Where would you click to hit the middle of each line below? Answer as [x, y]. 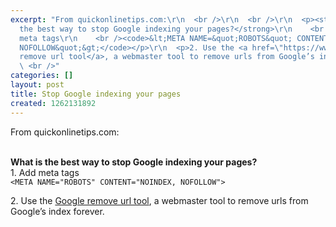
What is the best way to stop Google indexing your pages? [134, 162]
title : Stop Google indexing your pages [96, 94]
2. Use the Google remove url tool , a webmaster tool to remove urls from [159, 200]
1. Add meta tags [45, 172]
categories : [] [42, 76]
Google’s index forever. [57, 211]
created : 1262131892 [53, 103]
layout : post [37, 85]
